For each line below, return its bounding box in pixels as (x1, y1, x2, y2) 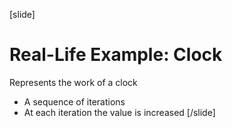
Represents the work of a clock (9, 76, 138, 88)
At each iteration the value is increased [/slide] (23, 106, 216, 118)
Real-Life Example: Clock (9, 44, 223, 66)
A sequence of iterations (23, 95, 126, 108)
